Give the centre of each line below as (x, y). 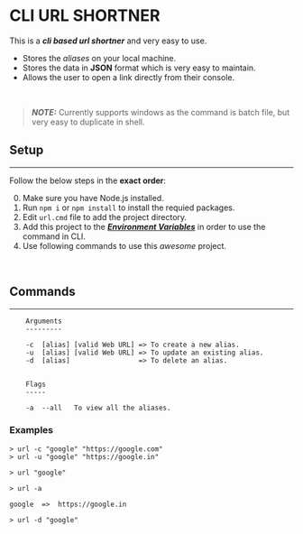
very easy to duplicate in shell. (88, 122)
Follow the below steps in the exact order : (88, 180)
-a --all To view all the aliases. (98, 408)
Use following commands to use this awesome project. (124, 245)
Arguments (44, 321)
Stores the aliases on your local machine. (99, 58)
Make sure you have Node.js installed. (93, 198)
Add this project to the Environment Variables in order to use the (144, 226)
